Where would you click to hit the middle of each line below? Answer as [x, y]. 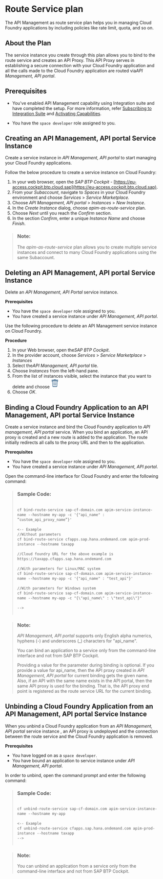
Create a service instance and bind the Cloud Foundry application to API [78, 427]
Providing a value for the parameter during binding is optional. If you [86, 665]
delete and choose [31, 387]
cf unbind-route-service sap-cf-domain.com [62, 809]
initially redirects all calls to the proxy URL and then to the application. [75, 442]
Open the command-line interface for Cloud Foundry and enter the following [82, 476]
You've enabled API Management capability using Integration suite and [83, 103]
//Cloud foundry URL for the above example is [65, 554]
